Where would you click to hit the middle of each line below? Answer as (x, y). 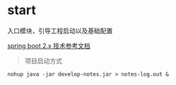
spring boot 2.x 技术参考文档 (49, 45)
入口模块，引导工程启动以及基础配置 (60, 30)
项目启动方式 (43, 61)
